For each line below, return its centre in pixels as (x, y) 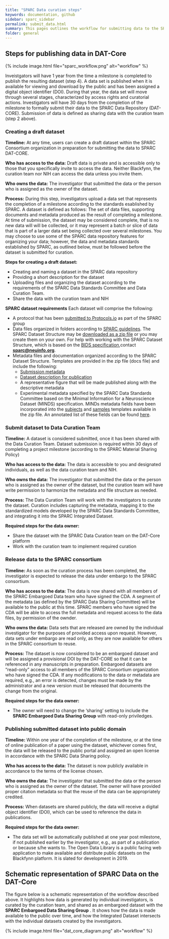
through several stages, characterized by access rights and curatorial (77, 97)
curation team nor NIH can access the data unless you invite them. (74, 174)
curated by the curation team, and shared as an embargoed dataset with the (84, 905)
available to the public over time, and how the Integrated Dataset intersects (83, 915)
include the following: (35, 367)
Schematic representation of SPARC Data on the (82, 874)
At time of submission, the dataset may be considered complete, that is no (82, 220)
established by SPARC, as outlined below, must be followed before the (78, 247)
